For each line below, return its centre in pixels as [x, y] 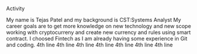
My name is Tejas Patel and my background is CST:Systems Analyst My [94, 20]
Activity [15, 9]
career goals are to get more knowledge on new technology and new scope [99, 26]
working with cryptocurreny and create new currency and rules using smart [99, 32]
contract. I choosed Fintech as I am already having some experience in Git [97, 38]
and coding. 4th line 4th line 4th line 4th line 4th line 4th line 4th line [90, 45]
